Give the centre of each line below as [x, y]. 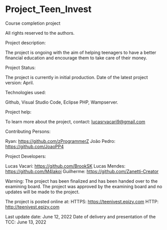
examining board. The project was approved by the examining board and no [84, 186]
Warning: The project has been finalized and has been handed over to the [81, 181]
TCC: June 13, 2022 [26, 222]
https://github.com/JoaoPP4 [34, 146]
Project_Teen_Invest [49, 9]
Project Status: [21, 67]
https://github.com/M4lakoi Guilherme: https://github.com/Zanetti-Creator [82, 171]
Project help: [18, 112]
